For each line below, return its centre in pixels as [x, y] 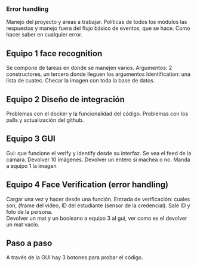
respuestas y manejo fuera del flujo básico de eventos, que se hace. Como [98, 28]
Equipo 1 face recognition [54, 53]
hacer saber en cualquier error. [44, 35]
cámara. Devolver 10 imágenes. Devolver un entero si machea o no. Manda [98, 159]
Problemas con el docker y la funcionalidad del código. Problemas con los [97, 113]
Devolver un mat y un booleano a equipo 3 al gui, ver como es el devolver [97, 218]
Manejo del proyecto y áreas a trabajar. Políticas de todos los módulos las [97, 22]
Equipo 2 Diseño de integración [66, 99]
